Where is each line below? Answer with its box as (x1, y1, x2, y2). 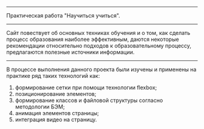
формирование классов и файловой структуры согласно (15, 97, 163, 104)
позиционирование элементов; (15, 90, 97, 97)
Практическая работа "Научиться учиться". (6, 12, 120, 19)
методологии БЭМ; (15, 103, 65, 110)
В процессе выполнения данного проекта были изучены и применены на (6, 66, 197, 73)
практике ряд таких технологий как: (6, 72, 100, 79)
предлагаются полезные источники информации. (6, 49, 135, 55)
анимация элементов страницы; (15, 110, 99, 116)
